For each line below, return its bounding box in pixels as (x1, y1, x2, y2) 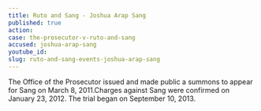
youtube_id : (8, 48, 47, 56)
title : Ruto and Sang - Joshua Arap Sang (8, 11, 147, 20)
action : (8, 26, 34, 34)
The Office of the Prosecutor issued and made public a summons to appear (8, 76, 254, 87)
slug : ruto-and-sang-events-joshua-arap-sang (8, 56, 160, 64)
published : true (8, 19, 62, 27)
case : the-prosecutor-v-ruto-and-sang (8, 33, 136, 42)
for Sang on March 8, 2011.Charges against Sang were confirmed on (8, 85, 230, 94)
